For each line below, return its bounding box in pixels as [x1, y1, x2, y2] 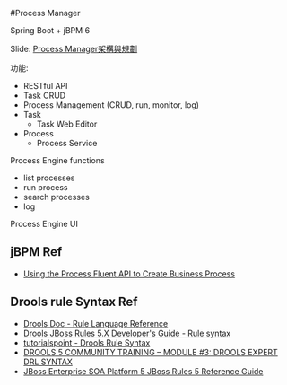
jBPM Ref [10, 244, 63, 259]
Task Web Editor [36, 118, 98, 129]
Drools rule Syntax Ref [10, 294, 138, 310]
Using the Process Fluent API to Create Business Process [22, 268, 236, 279]
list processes [22, 172, 75, 183]
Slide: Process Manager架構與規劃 [10, 44, 138, 54]
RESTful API [22, 81, 68, 91]
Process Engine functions [10, 155, 106, 165]
